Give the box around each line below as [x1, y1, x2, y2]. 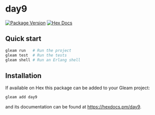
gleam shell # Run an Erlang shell [5, 57, 81, 62]
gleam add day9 [5, 95, 38, 100]
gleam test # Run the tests [5, 53, 67, 58]
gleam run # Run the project [5, 48, 72, 53]
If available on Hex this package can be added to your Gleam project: [5, 85, 150, 91]
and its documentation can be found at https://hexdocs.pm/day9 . [5, 104, 142, 110]
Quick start [5, 34, 42, 43]
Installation [5, 71, 42, 80]
